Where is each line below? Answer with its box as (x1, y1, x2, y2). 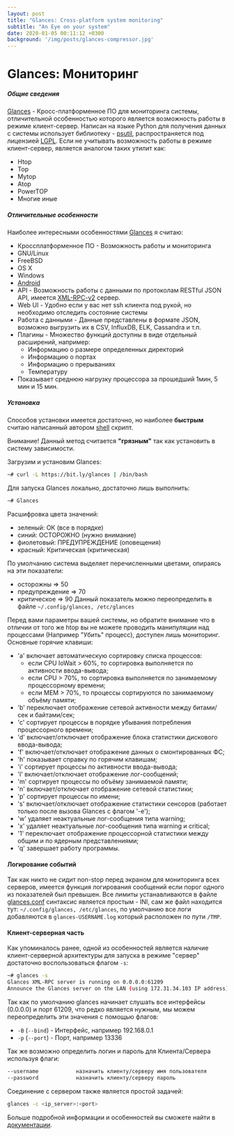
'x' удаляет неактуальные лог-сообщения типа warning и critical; (17, 822, 210, 830)
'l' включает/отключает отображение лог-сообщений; (17, 769, 179, 778)
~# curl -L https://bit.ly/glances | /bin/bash (7, 471, 148, 478)
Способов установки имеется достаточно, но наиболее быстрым (7, 416, 204, 424)
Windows (17, 271, 45, 279)
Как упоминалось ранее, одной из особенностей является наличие (7, 944, 209, 952)
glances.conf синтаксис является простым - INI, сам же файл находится (7, 898, 223, 906)
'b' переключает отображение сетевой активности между (17, 703, 192, 712)
